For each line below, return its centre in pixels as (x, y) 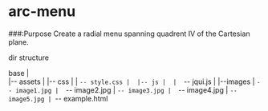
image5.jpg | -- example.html (58, 98)
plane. (19, 42)
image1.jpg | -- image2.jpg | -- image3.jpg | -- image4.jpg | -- (127, 89)
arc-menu (42, 12)
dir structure (29, 57)
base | (19, 73)
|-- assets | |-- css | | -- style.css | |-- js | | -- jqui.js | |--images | (132, 81)
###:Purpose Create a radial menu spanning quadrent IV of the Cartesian (129, 34)
